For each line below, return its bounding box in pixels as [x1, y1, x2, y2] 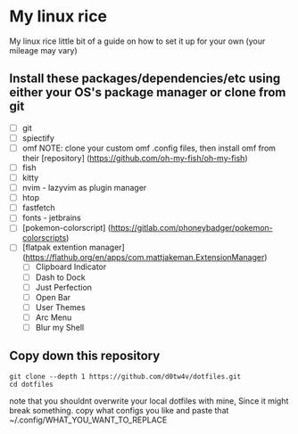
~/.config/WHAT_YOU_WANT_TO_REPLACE [9, 414, 168, 425]
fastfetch [21, 202, 55, 213]
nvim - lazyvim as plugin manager [21, 183, 147, 193]
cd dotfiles [9, 380, 54, 389]
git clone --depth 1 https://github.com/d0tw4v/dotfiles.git [9, 372, 242, 381]
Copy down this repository [9, 348, 161, 364]
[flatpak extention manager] [21, 242, 125, 253]
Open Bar [35, 291, 71, 302]
